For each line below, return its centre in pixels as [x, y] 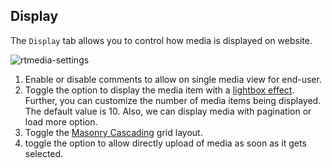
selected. [44, 153]
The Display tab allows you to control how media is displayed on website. [161, 40]
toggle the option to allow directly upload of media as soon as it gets [165, 143]
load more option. [61, 121]
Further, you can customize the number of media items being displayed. [173, 100]
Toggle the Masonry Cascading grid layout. [113, 132]
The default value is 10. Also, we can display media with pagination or [168, 111]
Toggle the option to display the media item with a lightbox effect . [159, 90]
